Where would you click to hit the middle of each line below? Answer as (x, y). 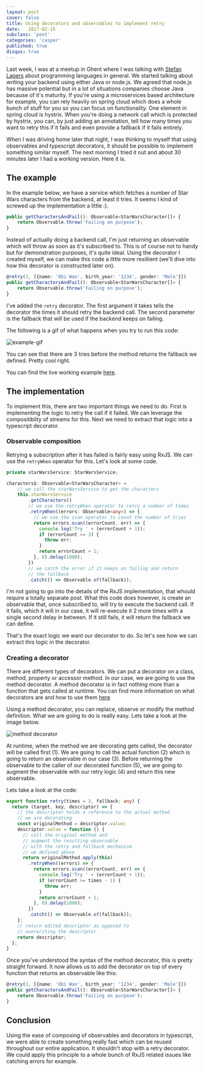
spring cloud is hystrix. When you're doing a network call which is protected (102, 114)
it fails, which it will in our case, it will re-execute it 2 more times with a (95, 611)
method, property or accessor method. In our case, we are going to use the (101, 677)
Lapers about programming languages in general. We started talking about (100, 75)
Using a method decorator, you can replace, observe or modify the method (100, 709)
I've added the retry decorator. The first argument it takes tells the (90, 305)
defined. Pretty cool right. (39, 360)
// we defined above (48, 852)
